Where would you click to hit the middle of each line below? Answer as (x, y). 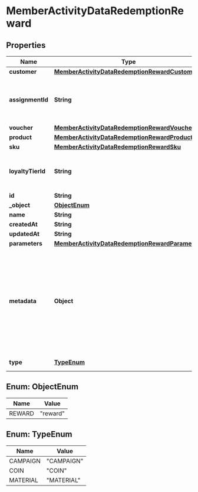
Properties (26, 45)
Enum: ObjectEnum (42, 387)
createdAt (24, 224)
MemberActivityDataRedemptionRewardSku (118, 147)
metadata (23, 301)
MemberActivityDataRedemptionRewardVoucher (124, 128)
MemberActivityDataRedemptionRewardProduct (123, 137)
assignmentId (29, 100)
